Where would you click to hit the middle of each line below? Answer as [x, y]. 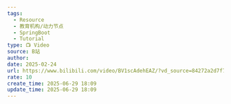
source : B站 [24, 52]
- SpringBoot [32, 32]
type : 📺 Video [28, 45]
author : [18, 58]
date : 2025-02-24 [32, 64]
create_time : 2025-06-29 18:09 [52, 83]
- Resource [29, 20]
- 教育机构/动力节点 [38, 26]
